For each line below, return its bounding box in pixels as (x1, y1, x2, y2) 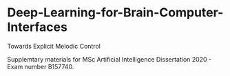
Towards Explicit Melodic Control (7, 42, 101, 50)
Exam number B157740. (7, 62, 74, 71)
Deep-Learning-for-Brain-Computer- (7, 5, 224, 21)
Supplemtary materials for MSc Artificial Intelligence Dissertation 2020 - (7, 55, 212, 63)
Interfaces (7, 19, 67, 35)
